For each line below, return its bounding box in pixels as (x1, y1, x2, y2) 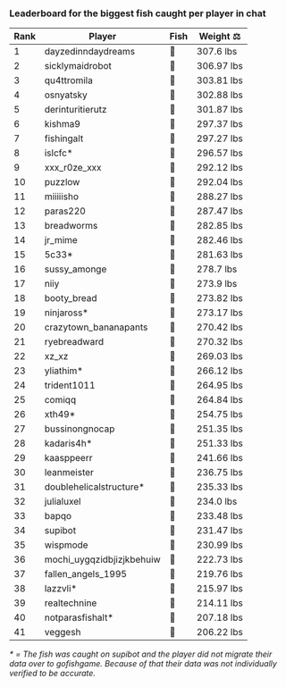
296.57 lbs (196, 147, 243, 159)
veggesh (44, 626, 81, 639)
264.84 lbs (196, 394, 243, 406)
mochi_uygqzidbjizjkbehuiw (44, 553, 161, 566)
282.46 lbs (196, 234, 243, 247)
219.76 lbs (196, 568, 243, 581)
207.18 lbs (196, 611, 243, 624)
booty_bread (44, 292, 97, 305)
